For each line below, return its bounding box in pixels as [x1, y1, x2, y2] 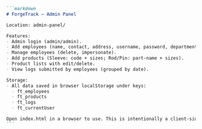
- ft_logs [11, 100, 36, 106]
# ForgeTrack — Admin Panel [6, 11, 77, 17]
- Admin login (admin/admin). [6, 38, 82, 44]
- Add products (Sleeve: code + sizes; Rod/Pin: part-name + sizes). [6, 55, 185, 61]
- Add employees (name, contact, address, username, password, [6, 44, 168, 50]
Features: [6, 33, 31, 39]
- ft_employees [11, 88, 50, 94]
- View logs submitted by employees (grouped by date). [6, 66, 149, 72]
